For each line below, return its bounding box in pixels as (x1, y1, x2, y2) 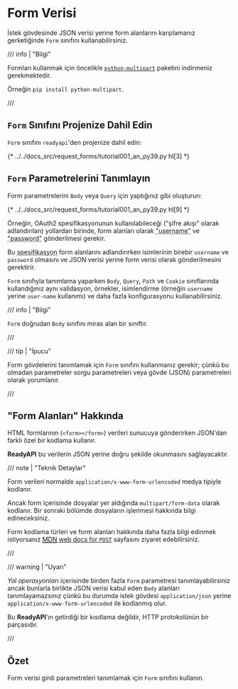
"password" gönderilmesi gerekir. (7, 234, 106, 242)
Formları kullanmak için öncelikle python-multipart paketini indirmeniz (7, 63, 213, 72)
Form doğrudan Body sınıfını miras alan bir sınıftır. (7, 319, 148, 327)
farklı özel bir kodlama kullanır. (7, 436, 97, 445)
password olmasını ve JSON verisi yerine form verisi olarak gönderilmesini (7, 255, 222, 264)
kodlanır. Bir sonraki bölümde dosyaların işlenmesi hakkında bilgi (7, 506, 197, 515)
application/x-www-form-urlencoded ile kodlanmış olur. (7, 599, 167, 608)
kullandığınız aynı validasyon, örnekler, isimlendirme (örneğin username (7, 284, 213, 293)
